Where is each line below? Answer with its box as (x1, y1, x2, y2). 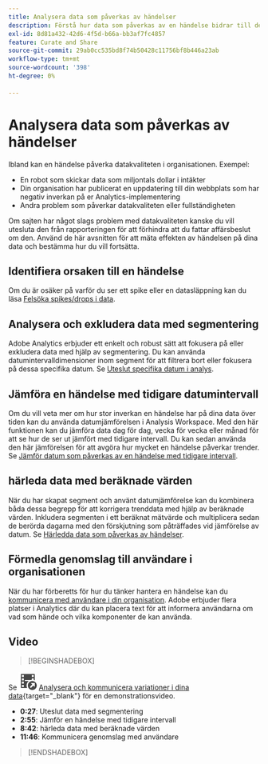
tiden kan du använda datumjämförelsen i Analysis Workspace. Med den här (8, 417, 259, 426)
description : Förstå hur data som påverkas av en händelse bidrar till (8, 21, 251, 30)
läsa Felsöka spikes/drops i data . (8, 294, 116, 304)
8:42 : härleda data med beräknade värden (19, 724, 160, 734)
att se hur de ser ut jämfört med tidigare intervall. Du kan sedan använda (8, 434, 246, 443)
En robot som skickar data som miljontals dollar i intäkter (19, 174, 206, 184)
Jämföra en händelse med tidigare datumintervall (8, 387, 259, 401)
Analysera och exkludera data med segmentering (8, 317, 259, 331)
